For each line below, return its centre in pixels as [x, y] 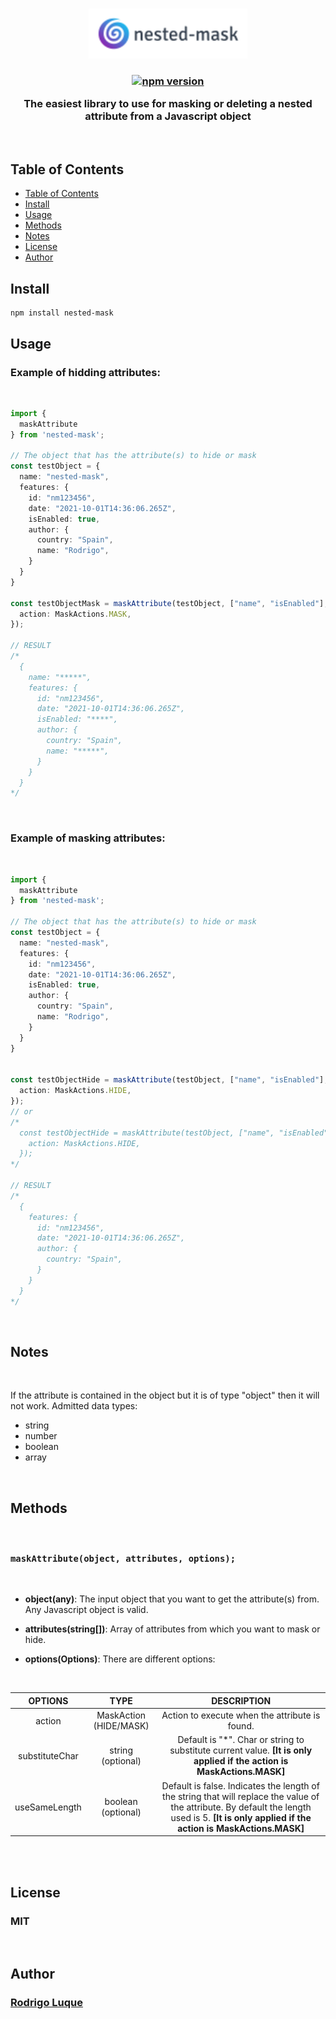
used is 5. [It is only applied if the [241, 1817]
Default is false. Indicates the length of [240, 1785]
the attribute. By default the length [241, 1807]
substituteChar [48, 1755]
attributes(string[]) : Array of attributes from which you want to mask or [172, 1629]
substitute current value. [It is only [241, 1750]
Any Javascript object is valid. [86, 1610]
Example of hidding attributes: [85, 372]
